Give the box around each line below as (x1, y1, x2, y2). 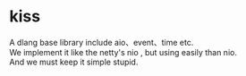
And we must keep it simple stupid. (9, 56, 139, 67)
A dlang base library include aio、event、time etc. (9, 37, 194, 47)
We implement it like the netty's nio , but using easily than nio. (9, 46, 237, 57)
